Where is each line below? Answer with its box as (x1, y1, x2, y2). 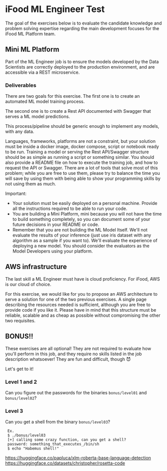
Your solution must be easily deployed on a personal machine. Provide (12, 200, 157, 206)
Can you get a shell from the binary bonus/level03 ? (5, 419, 110, 425)
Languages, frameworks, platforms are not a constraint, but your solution (5, 138, 156, 144)
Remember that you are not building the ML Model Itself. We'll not (12, 227, 147, 233)
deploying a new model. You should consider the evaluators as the (12, 243, 150, 249)
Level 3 (5, 407, 23, 414)
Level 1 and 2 (5, 378, 37, 385)
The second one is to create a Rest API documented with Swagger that (5, 108, 151, 114)
